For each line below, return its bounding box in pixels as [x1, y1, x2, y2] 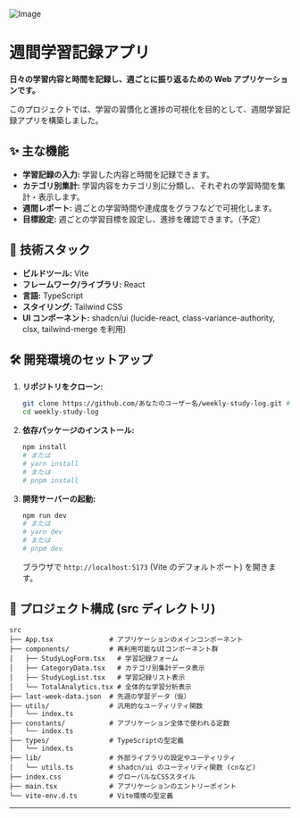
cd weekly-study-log [21, 407, 99, 417]
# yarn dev [21, 528, 63, 537]
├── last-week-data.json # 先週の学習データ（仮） [9, 692, 191, 701]
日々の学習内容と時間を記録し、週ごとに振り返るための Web [9, 73, 232, 84]
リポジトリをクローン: [21, 381, 104, 392]
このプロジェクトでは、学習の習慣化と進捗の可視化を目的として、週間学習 [9, 104, 283, 114]
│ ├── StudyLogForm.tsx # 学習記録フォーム [9, 654, 179, 663]
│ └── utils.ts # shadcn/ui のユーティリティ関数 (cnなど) [9, 763, 256, 772]
